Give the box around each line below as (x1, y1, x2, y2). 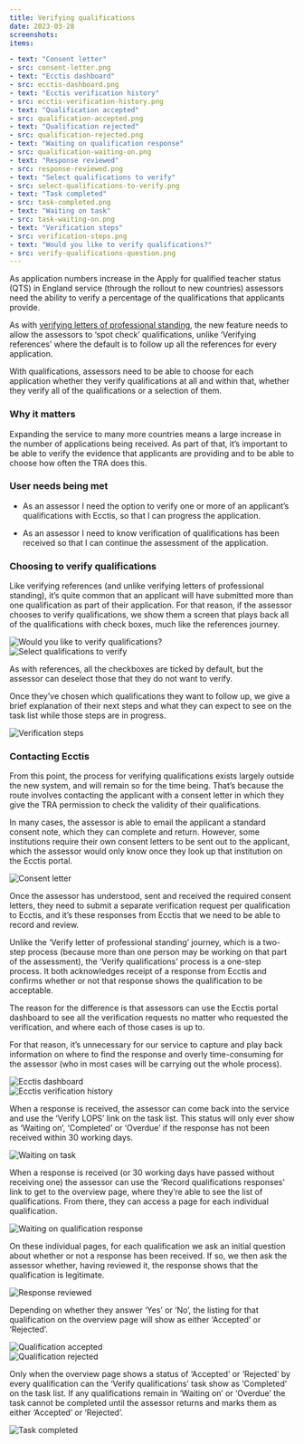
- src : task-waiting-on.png (9, 215, 116, 224)
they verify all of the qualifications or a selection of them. (9, 386, 223, 397)
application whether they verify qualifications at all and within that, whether (9, 376, 290, 387)
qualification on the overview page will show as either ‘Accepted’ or (9, 1315, 261, 1325)
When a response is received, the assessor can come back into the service (9, 1104, 290, 1114)
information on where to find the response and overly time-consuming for (9, 1049, 284, 1060)
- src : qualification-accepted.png (9, 114, 144, 123)
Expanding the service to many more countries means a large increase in (9, 428, 282, 439)
